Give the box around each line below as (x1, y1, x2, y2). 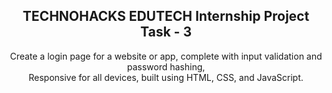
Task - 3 (140, 24, 192, 41)
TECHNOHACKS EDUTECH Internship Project (22, 8, 310, 25)
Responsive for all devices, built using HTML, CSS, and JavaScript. (28, 71, 304, 83)
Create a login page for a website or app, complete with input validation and (9, 50, 323, 62)
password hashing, (126, 60, 206, 73)
